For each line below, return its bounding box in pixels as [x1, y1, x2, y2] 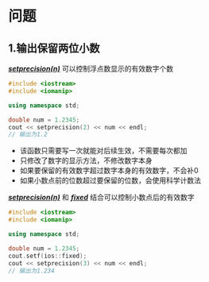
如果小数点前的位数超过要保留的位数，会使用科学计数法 [19, 176, 201, 185]
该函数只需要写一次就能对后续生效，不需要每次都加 [19, 146, 188, 156]
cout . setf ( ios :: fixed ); [8, 252, 87, 260]
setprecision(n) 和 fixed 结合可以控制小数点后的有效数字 [8, 192, 195, 203]
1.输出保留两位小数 [8, 41, 101, 55]
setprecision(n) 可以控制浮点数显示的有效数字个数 [8, 64, 174, 73]
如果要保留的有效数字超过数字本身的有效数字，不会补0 [19, 166, 199, 176]
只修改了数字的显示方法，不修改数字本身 [19, 156, 153, 165]
